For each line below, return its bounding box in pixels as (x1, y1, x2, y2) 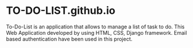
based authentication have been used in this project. (6, 35, 133, 42)
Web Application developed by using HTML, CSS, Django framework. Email (6, 29, 187, 36)
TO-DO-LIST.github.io (6, 4, 116, 17)
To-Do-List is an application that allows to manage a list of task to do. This (6, 23, 185, 30)
